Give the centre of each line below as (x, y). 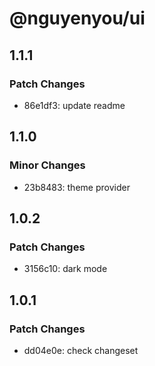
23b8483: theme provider (77, 187)
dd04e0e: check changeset (81, 350)
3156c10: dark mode (65, 269)
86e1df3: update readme (74, 105)
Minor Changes (47, 165)
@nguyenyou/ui (77, 18)
